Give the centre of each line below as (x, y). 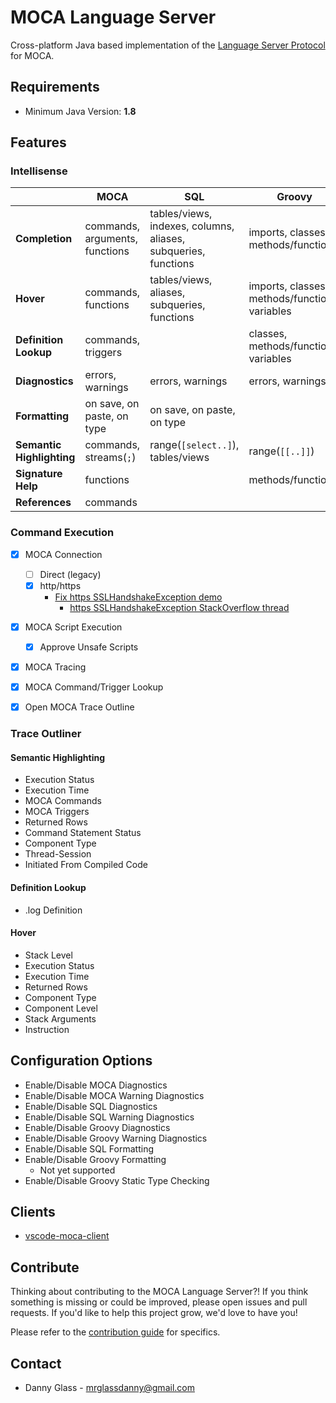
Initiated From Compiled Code (86, 865)
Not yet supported (77, 1170)
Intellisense (39, 171)
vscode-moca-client (67, 1236)
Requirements (55, 87)
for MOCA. (32, 55)
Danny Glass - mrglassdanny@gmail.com (109, 1388)
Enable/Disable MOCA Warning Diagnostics (114, 1095)
